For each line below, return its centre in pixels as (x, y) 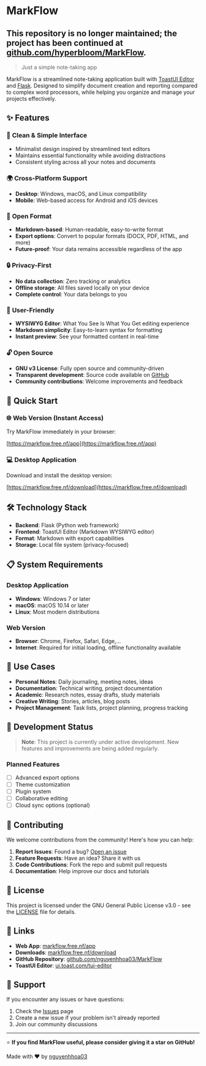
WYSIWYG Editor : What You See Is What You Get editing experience (102, 323)
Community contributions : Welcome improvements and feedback (99, 382)
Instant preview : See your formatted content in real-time (87, 336)
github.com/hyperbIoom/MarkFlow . (76, 52)
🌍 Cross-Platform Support (47, 178)
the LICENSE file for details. (41, 911)
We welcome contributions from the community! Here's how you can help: (100, 840)
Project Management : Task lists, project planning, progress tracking (101, 708)
